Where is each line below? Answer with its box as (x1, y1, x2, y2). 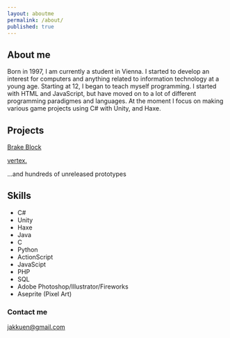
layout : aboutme (7, 10, 54, 17)
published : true (7, 23, 54, 30)
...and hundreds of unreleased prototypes (7, 170, 126, 178)
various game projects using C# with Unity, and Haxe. (7, 104, 161, 113)
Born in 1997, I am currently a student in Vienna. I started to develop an (7, 67, 210, 76)
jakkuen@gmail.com (7, 323, 66, 331)
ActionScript (17, 252, 54, 261)
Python (17, 245, 38, 254)
